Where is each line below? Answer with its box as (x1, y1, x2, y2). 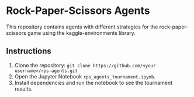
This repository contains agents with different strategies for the (6, 23, 158, 30)
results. (14, 85, 33, 92)
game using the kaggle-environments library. (27, 29, 136, 36)
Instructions (6, 46, 51, 56)
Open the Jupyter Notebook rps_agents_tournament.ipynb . (14, 73, 156, 80)
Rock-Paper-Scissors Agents (6, 4, 150, 17)
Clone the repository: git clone (14, 62, 91, 69)
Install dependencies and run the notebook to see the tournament (14, 79, 173, 86)
